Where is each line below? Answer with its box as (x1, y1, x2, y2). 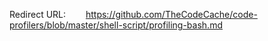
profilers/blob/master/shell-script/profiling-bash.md (9, 19, 223, 31)
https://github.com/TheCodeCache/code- (85, 9, 258, 20)
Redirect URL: (9, 9, 67, 20)
